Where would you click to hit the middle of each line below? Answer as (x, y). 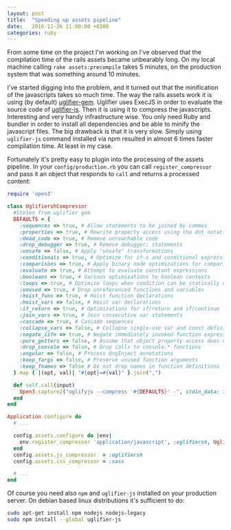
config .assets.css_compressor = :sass (69, 461)
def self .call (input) (44, 385)
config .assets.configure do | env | (63, 436)
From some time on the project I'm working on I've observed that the (104, 52)
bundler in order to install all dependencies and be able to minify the (104, 124)
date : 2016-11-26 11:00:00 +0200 (58, 26)
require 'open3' (30, 194)
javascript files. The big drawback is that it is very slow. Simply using (104, 131)
